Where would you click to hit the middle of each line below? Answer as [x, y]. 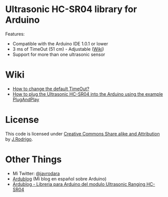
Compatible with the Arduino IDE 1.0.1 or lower [60, 43]
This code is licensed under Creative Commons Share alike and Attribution [82, 134]
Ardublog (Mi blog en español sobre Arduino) [60, 179]
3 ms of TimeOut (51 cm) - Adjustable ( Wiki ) [58, 49]
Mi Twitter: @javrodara [36, 173]
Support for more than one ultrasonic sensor [59, 54]
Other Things [34, 159]
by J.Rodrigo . [19, 139]
